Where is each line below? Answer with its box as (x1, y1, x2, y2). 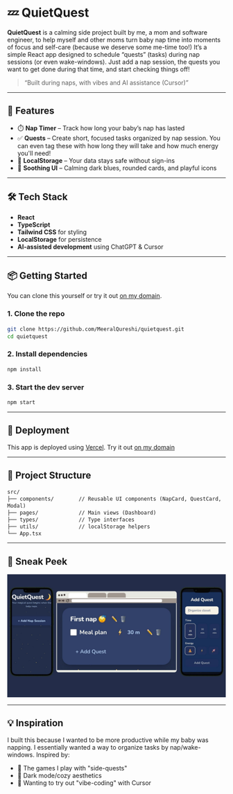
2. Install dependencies (7, 349, 88, 359)
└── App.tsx (7, 530, 42, 538)
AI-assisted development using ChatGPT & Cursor (17, 242, 164, 251)
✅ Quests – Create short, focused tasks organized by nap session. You (17, 134, 221, 142)
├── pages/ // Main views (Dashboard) (7, 509, 157, 517)
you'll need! (17, 149, 51, 157)
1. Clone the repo (7, 309, 65, 319)
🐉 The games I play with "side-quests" (17, 764, 128, 772)
